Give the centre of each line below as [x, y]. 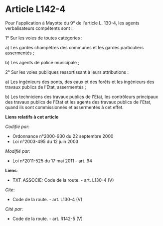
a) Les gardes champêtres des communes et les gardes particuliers [75, 47]
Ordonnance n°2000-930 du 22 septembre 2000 [63, 136]
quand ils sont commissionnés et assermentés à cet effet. [64, 107]
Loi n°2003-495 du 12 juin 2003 [45, 141]
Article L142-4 [35, 9]
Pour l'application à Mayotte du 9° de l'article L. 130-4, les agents [72, 23]
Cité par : [14, 209]
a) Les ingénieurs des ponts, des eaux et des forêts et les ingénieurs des [80, 82]
